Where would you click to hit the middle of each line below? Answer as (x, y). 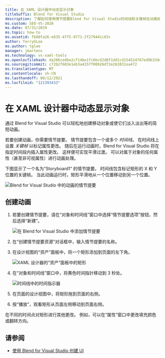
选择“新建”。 (29, 221)
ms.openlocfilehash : (26, 60)
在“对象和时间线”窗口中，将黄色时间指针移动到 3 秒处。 (68, 273)
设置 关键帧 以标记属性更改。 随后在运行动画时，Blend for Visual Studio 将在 (82, 146)
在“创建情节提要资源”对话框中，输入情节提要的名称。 (66, 242)
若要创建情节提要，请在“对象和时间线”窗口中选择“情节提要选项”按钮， (83, 215)
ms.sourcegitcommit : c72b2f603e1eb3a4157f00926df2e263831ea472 (71, 64)
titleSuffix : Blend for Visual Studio (45, 14)
